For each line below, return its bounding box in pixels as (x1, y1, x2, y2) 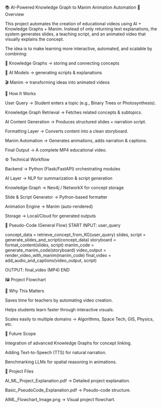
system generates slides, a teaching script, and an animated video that (5, 31, 146, 37)
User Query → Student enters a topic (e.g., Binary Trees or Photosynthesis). (5, 100, 156, 106)
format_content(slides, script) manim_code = (5, 242, 94, 248)
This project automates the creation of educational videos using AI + (5, 21, 142, 26)
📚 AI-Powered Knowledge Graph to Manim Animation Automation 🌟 (5, 4, 140, 10)
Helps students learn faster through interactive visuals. (5, 307, 115, 312)
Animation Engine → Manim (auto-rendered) (5, 203, 93, 209)
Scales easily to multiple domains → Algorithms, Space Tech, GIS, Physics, (5, 316, 154, 322)
